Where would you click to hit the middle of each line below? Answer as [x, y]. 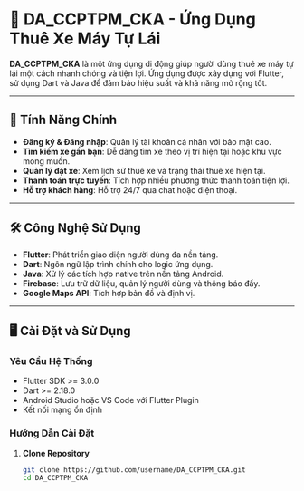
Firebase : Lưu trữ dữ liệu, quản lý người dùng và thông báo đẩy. [141, 283]
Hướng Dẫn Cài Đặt [52, 433]
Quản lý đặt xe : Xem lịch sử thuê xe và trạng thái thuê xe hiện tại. [144, 170]
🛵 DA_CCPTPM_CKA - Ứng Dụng [133, 19]
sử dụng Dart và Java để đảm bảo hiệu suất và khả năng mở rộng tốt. [138, 82]
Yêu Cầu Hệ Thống [51, 361]
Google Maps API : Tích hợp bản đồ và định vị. [109, 293]
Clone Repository [56, 453]
